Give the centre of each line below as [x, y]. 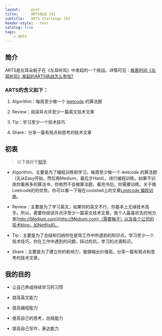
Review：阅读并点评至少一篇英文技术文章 [53, 112]
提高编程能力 [25, 308]
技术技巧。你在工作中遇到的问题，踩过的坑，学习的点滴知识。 [74, 241]
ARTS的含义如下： [27, 90]
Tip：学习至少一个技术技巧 [38, 122]
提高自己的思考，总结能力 [37, 318]
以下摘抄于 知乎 [32, 162]
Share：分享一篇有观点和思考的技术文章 [52, 132]
